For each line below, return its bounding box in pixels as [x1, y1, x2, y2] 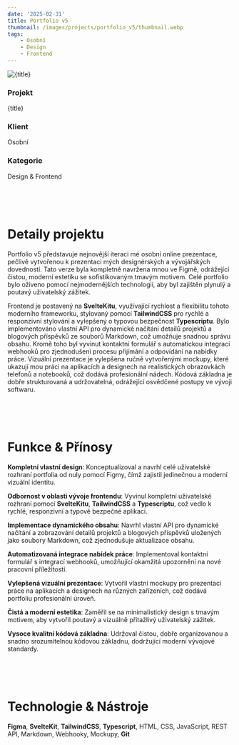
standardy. [7, 644, 39, 653]
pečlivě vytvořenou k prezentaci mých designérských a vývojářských [7, 257, 210, 266]
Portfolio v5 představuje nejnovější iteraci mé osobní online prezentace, [7, 249, 218, 258]
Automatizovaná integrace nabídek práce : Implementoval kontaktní [7, 549, 208, 558]
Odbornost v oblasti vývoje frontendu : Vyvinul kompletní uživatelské [7, 491, 212, 500]
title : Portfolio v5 [7, 17, 69, 24]
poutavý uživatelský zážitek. [7, 287, 91, 296]
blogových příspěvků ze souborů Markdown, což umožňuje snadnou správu [7, 331, 231, 340]
